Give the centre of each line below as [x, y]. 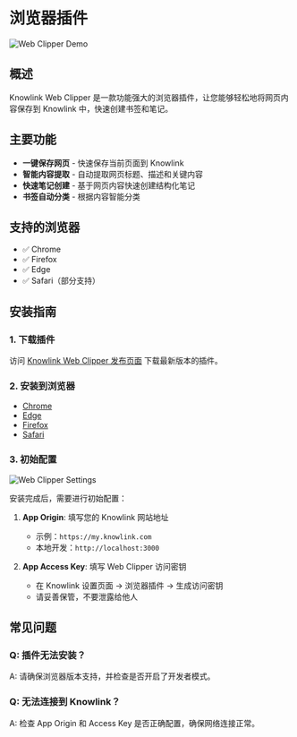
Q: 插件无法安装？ [48, 655]
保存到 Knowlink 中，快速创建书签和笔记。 [94, 108]
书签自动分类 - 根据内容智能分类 [81, 196]
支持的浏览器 [45, 227]
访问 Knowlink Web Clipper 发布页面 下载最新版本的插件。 [116, 361]
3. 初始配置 [33, 459]
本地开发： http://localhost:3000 [97, 547]
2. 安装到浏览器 [42, 386]
